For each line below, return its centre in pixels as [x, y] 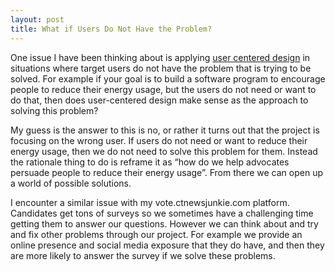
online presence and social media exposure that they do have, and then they [167, 245]
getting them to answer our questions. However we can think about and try [164, 223]
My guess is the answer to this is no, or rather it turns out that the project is [165, 130]
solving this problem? [54, 110]
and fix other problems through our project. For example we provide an [156, 234]
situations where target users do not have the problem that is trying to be [161, 68]
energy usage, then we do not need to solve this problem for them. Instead [164, 151]
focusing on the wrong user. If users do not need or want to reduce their [159, 140]
